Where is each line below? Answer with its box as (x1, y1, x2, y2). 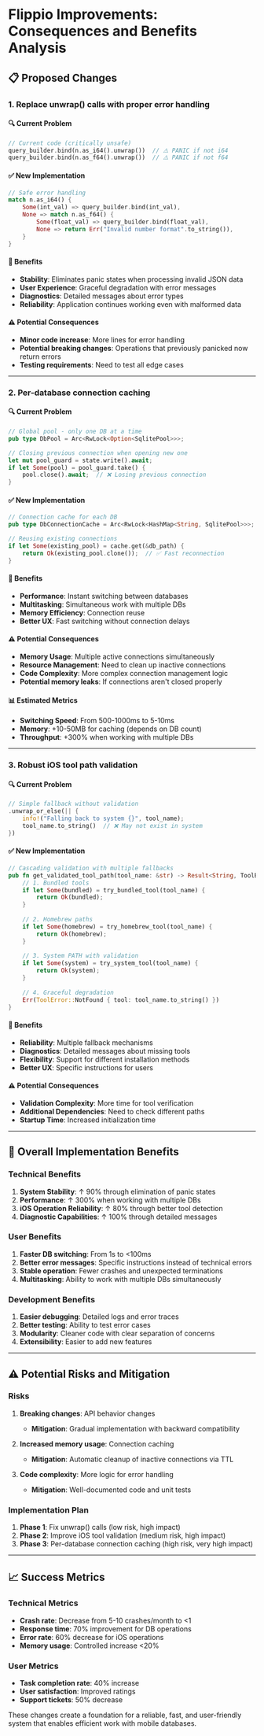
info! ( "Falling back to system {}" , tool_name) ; (22, 814, 185, 823)
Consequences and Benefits (8, 22, 198, 40)
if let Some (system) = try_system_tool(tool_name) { (22, 959, 199, 967)
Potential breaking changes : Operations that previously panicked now (19, 343, 248, 353)
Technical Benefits (8, 1169, 82, 1180)
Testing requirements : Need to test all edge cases (19, 360, 185, 369)
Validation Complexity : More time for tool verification (19, 1098, 194, 1107)
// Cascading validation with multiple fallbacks (8, 864, 174, 872)
